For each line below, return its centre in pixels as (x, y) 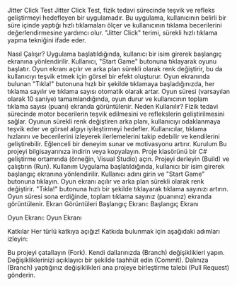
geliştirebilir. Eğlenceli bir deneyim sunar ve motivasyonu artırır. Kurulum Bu (117, 144)
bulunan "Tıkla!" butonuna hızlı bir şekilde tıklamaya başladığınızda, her (111, 84)
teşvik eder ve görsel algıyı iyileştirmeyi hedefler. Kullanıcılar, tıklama (107, 129)
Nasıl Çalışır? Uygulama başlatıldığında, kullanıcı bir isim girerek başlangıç (115, 54)
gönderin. (22, 275)
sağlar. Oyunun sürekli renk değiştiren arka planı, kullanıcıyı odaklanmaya (114, 121)
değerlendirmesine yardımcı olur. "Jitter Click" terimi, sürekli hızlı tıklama (112, 32)
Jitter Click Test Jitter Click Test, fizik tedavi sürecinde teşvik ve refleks (111, 10)
